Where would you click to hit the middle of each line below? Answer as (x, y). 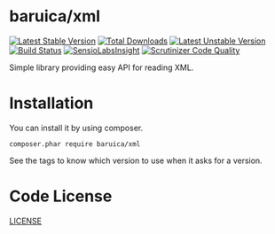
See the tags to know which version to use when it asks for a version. (136, 160)
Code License (61, 196)
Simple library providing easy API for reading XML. (102, 67)
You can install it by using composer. (76, 128)
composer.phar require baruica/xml (75, 144)
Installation (51, 103)
